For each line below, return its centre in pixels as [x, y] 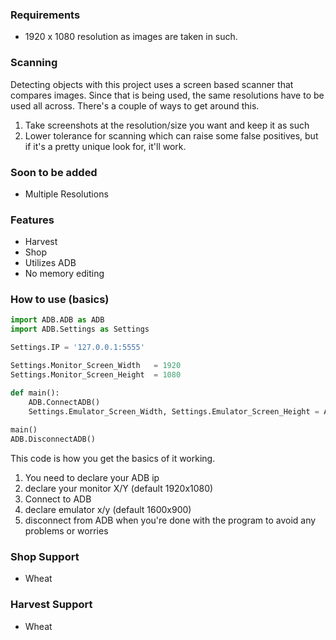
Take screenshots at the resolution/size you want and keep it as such [167, 125]
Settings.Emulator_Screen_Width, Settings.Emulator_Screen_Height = [174, 411]
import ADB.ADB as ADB [57, 320]
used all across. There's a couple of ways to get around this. [135, 105]
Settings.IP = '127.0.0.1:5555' [77, 348]
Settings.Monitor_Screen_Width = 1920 [96, 366]
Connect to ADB [58, 499]
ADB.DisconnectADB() [53, 439]
